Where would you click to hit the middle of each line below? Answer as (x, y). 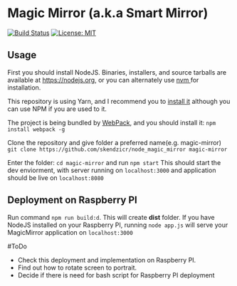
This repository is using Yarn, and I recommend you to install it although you (119, 101)
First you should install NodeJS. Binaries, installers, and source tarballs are (117, 72)
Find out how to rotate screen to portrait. (77, 268)
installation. (24, 88)
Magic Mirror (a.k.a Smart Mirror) (108, 13)
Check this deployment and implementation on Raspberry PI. (107, 260)
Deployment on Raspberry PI (72, 200)
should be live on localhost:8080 (56, 178)
